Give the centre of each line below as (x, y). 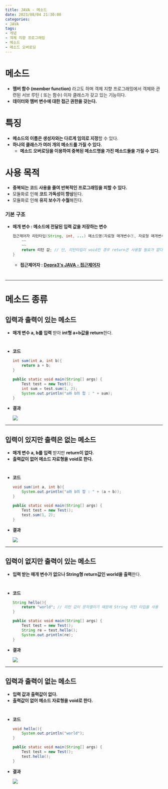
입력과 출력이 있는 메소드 (41, 320)
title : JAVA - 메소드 (26, 10)
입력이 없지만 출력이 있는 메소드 (51, 561)
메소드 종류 (26, 300)
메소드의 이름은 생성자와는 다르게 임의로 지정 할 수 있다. (65, 138)
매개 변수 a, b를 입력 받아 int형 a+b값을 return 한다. (62, 333)
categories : (17, 19)
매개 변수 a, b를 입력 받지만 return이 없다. (53, 453)
